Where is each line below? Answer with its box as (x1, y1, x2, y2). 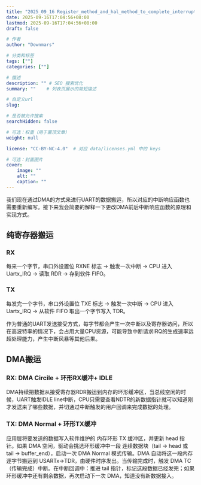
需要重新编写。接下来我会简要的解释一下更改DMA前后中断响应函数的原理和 (6, 203, 191, 210)
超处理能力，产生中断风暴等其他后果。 (6, 335, 100, 342)
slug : (6, 102, 20, 108)
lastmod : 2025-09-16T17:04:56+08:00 (6, 20, 98, 26)
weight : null (6, 135, 39, 141)
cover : (6, 162, 23, 168)
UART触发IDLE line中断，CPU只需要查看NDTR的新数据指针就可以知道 (16, 396, 188, 403)
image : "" (17, 168, 42, 174)
